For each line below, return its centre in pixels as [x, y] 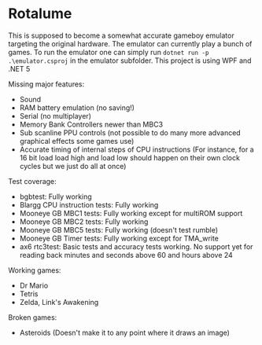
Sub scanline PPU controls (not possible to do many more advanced [130, 132]
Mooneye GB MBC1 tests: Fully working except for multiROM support [131, 213]
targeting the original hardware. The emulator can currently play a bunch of [130, 43]
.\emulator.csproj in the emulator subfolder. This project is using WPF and [130, 61]
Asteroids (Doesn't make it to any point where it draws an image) [125, 332]
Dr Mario [34, 285]
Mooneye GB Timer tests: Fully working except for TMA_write [119, 238]
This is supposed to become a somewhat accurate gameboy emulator [121, 35]
